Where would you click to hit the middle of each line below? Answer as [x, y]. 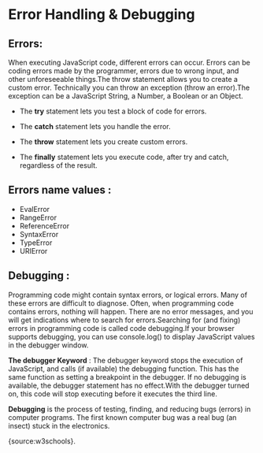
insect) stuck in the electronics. [59, 425]
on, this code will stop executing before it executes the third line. [113, 394]
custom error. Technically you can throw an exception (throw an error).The [129, 87]
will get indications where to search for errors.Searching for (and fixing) [124, 320]
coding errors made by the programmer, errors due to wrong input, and [124, 71]
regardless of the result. [58, 165]
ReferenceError [44, 225]
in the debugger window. [48, 345]
